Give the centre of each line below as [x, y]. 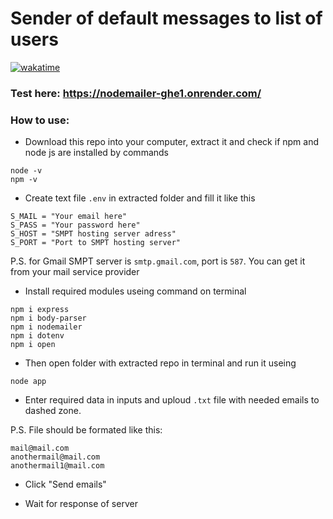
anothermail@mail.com [55, 457]
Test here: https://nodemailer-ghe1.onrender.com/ [136, 93]
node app [28, 382]
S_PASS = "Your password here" [75, 225]
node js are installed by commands [96, 153]
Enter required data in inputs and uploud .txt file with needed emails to [172, 400]
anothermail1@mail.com [57, 466]
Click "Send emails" [65, 484]
